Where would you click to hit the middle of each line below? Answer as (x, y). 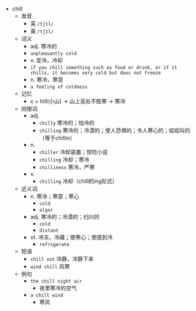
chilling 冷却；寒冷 (64, 159)
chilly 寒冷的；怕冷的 (67, 123)
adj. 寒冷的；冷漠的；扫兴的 (65, 217)
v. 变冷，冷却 (46, 60)
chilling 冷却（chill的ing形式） (79, 181)
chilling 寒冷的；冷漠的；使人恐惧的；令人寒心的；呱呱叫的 (115, 130)
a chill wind (47, 295)
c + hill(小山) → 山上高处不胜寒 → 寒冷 (78, 101)
